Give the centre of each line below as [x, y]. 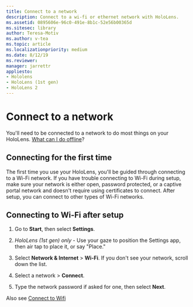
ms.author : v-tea [27, 39]
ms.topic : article [28, 45]
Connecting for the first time [59, 158]
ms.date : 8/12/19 [27, 55]
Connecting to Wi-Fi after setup [65, 215]
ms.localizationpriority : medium [47, 50]
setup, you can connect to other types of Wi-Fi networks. [75, 196]
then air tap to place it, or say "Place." [60, 247]
